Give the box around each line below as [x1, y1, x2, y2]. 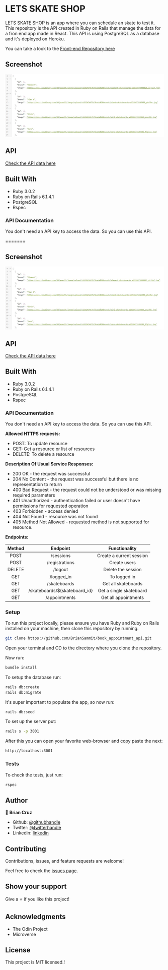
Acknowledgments [5, 913, 66, 921]
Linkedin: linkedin [12, 830, 49, 836]
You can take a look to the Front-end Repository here [5, 45, 115, 51]
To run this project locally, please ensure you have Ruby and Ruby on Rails [5, 620, 159, 626]
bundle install [5, 665, 37, 670]
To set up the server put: [5, 718, 56, 724]
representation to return [12, 481, 62, 488]
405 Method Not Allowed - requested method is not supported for [12, 519, 149, 525]
